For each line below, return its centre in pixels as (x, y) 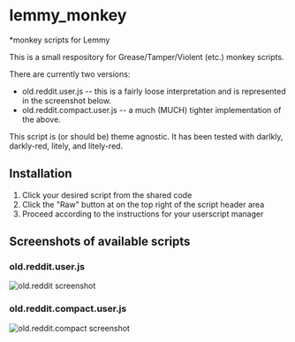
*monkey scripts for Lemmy (60, 40)
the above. (42, 119)
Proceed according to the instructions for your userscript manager (143, 214)
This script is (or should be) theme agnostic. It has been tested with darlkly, (146, 136)
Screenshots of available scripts (100, 242)
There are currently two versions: (70, 74)
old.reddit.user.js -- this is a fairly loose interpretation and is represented (154, 91)
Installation (41, 174)
